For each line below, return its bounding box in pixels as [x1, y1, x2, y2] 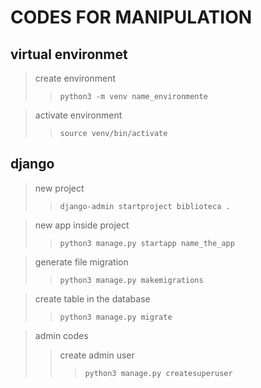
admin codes [34, 329, 89, 341]
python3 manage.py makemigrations [59, 275, 204, 285]
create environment [34, 72, 117, 84]
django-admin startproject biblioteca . [59, 201, 231, 211]
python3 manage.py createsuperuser [84, 368, 233, 378]
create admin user [59, 349, 135, 361]
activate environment [34, 109, 123, 121]
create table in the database [34, 292, 151, 305]
